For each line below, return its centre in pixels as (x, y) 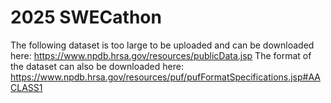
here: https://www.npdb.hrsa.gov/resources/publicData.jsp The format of (161, 55)
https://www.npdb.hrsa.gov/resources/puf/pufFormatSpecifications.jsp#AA (165, 77)
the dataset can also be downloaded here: (97, 66)
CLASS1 (26, 87)
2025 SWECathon (86, 17)
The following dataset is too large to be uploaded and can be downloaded (162, 45)
